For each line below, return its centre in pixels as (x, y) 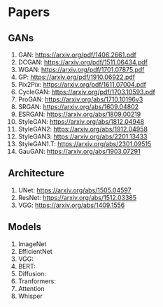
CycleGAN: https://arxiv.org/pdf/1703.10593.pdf (87, 92)
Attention (31, 288)
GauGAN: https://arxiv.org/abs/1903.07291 (79, 151)
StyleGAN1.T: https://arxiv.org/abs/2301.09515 (85, 144)
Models (24, 227)
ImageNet (32, 244)
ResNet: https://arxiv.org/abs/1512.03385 (77, 197)
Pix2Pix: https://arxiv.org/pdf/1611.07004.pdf (82, 84)
